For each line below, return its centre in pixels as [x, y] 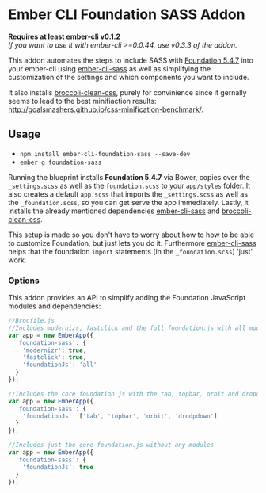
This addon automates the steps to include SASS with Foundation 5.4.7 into [131, 60]
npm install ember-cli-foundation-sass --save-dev [105, 154]
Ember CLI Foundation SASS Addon [127, 15]
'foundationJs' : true [58, 467]
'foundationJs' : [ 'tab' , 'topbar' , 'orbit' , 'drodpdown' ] [120, 416]
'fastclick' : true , [55, 357]
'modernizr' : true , [55, 350]
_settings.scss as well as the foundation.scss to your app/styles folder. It [129, 185]
